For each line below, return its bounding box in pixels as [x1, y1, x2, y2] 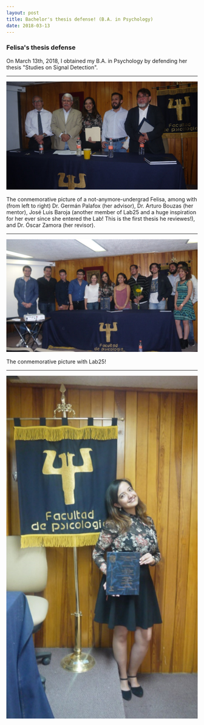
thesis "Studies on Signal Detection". [6, 64, 98, 71]
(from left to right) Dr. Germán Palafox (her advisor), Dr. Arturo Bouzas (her [6, 202, 194, 209]
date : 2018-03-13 [6, 22, 50, 29]
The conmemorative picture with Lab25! [6, 358, 106, 365]
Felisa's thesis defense [6, 43, 76, 52]
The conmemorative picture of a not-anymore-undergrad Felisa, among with [6, 195, 197, 203]
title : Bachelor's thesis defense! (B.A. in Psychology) [6, 16, 154, 22]
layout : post [6, 10, 39, 16]
